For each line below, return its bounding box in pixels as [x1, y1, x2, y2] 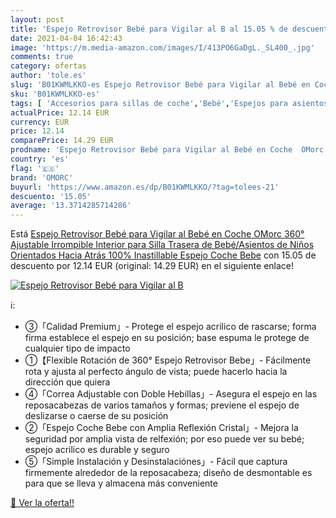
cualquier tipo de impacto [24, 342, 131, 355]
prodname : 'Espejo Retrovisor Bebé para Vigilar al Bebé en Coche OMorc [10, 145, 325, 155]
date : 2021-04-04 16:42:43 [10, 33, 123, 43]
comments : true [10, 52, 74, 62]
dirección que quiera [24, 376, 111, 388]
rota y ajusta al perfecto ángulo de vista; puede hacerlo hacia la [24, 366, 288, 378]
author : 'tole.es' [10, 71, 87, 81]
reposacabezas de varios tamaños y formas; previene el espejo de [24, 399, 300, 411]
